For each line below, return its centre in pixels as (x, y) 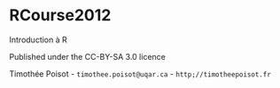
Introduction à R (39, 40)
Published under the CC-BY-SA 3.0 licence (87, 56)
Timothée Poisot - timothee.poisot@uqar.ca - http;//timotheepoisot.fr (140, 73)
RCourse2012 (60, 15)
